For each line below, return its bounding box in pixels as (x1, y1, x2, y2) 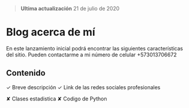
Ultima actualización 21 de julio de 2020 (20, 5, 120, 12)
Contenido (6, 68, 46, 78)
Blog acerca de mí (6, 26, 95, 39)
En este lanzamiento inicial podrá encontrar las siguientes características (6, 45, 184, 52)
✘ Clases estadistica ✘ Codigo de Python (6, 95, 107, 102)
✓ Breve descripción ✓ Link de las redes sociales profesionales (6, 83, 161, 90)
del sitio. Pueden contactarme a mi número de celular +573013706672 (6, 51, 177, 58)
